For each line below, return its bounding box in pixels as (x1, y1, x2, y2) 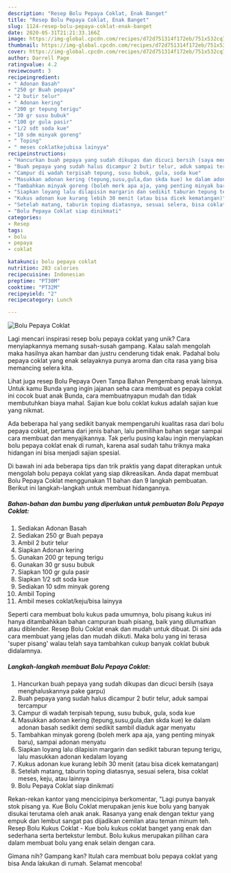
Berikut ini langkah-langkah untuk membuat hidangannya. (8, 484, 171, 492)
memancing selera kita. (8, 364, 74, 372)
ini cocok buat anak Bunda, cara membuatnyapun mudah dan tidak (8, 392, 197, 400)
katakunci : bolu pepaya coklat (8, 259, 97, 265)
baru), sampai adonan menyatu (17, 738, 106, 746)
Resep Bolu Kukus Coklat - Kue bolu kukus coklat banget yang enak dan (8, 824, 212, 833)
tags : (8, 227, 23, 234)
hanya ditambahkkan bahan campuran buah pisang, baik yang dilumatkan (8, 618, 217, 626)
